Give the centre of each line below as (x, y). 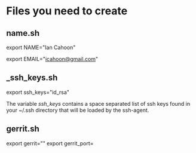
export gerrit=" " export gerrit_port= (50, 143)
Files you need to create (67, 11)
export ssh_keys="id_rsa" (38, 92)
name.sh (23, 33)
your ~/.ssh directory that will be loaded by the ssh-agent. (78, 110)
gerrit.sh (23, 129)
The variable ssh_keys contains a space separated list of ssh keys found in (98, 103)
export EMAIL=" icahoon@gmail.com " (52, 59)
